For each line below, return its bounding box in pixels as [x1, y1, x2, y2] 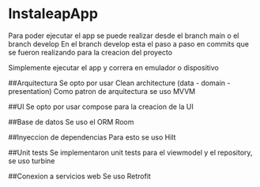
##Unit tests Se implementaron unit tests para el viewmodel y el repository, [8, 148, 253, 157]
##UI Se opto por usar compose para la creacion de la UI [8, 102, 194, 111]
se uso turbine [8, 155, 55, 166]
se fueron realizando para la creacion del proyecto [8, 47, 172, 57]
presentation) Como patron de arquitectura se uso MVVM [8, 86, 196, 95]
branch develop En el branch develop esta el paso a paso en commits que [8, 39, 249, 48]
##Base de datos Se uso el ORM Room [8, 117, 134, 126]
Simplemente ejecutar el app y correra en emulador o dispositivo [8, 62, 219, 72]
